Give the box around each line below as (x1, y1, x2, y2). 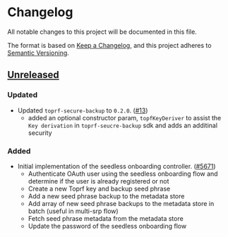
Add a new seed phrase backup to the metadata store (28, 191, 185, 200)
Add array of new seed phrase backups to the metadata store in (28, 199, 215, 207)
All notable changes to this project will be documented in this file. (7, 27, 198, 36)
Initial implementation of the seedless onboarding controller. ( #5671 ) (17, 162, 217, 170)
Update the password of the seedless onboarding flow (28, 222, 187, 230)
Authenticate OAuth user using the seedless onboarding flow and (28, 169, 218, 178)
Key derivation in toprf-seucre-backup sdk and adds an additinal (28, 121, 217, 129)
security (28, 128, 52, 137)
